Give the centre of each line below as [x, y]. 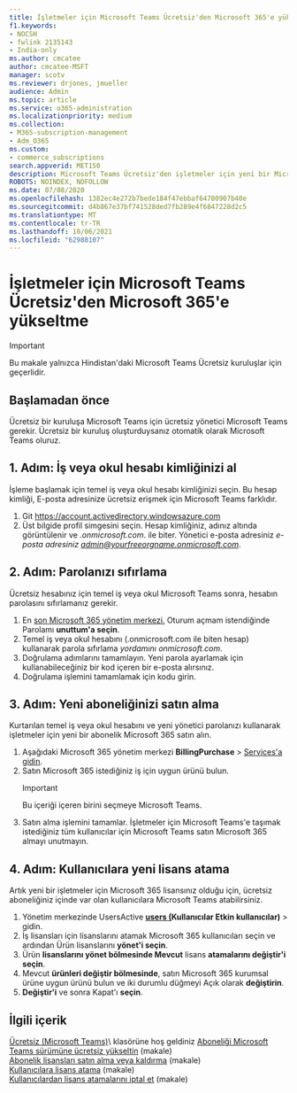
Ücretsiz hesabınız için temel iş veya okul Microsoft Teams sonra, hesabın [144, 593]
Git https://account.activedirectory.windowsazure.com [121, 515]
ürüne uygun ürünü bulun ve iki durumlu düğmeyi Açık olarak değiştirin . [153, 983]
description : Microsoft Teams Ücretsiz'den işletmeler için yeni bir [140, 174]
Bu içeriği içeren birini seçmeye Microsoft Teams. [112, 805]
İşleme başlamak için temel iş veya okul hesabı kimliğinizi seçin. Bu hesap [143, 489]
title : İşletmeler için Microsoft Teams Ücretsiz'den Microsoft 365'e [142, 17]
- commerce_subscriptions [57, 157]
